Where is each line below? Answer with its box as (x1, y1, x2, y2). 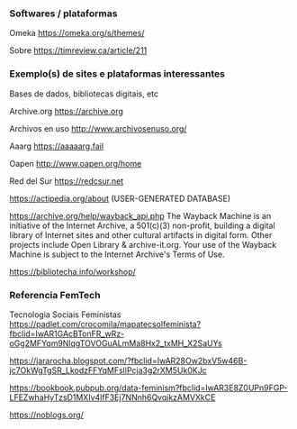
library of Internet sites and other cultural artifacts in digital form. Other (9, 229, 273, 241)
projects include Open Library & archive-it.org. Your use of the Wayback (9, 239, 277, 250)
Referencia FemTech (9, 288, 101, 301)
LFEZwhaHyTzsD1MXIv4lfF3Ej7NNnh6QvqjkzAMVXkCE (9, 391, 216, 403)
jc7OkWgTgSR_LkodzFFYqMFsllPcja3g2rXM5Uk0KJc (9, 364, 207, 376)
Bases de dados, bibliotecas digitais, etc (9, 88, 159, 99)
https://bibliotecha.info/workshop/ (9, 266, 137, 277)
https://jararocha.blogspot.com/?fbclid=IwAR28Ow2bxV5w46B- (9, 355, 247, 366)
